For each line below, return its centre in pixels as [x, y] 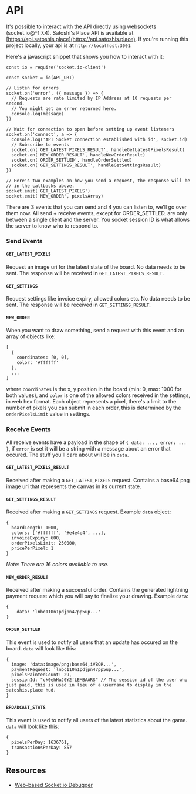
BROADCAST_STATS [26, 708]
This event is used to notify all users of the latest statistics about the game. [97, 720]
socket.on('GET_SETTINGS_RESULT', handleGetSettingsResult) [86, 165]
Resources [26, 771]
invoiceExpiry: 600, [36, 538]
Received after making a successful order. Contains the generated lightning [97, 590]
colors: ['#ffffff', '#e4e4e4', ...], [59, 533]
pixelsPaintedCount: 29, [42, 675]
